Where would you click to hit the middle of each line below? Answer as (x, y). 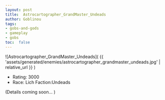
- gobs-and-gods (22, 28)
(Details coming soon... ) (30, 92)
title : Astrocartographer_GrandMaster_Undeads (56, 14)
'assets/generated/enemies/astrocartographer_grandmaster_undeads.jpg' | (83, 62)
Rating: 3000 (26, 77)
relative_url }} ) (20, 67)
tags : (11, 24)
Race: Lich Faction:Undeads (41, 82)
